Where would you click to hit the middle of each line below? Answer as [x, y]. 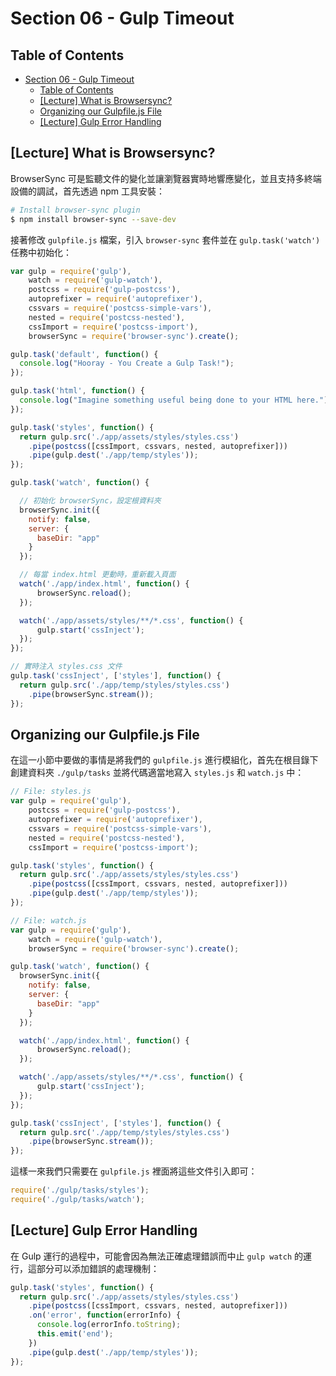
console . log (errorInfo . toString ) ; [109, 1325]
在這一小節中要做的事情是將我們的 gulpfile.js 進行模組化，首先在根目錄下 [164, 760]
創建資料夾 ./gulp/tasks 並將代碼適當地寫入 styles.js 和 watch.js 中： [157, 773]
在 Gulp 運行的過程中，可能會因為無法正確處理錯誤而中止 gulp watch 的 [157, 1256]
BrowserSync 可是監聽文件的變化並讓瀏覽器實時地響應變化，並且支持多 [157, 178]
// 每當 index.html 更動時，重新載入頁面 [98, 575]
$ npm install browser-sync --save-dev [93, 219]
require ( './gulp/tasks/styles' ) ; [80, 1190]
